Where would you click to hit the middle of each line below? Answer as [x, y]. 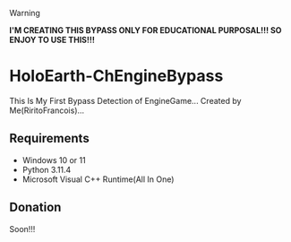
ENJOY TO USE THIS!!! [52, 40]
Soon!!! [22, 229]
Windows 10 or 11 [54, 160]
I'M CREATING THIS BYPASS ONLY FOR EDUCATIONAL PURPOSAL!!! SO [145, 30]
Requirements [49, 138]
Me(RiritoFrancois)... [47, 110]
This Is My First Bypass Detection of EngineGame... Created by [125, 100]
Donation [35, 207]
